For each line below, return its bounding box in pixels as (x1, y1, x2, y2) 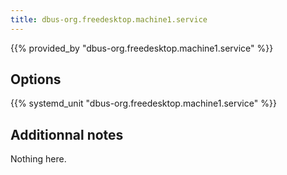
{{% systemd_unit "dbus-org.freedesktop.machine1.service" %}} (10, 97, 277, 110)
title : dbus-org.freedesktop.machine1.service (10, 14, 208, 25)
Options (10, 71, 62, 88)
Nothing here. (10, 153, 67, 165)
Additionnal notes (10, 126, 124, 143)
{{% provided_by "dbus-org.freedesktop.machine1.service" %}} (10, 42, 274, 54)
